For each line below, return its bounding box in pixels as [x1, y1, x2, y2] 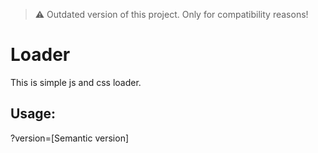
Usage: [10, 105, 57, 123]
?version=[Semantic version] [10, 132, 130, 144]
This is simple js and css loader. [10, 76, 142, 88]
